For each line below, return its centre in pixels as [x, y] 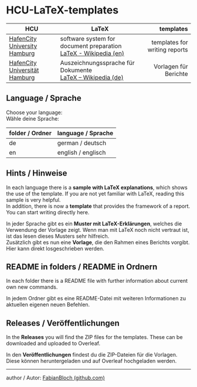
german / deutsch [82, 143]
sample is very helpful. [33, 200]
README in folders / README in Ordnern [82, 267]
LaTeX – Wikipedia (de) [92, 77]
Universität [24, 70]
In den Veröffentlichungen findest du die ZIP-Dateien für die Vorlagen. [92, 355]
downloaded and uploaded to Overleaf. [53, 344]
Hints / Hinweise [37, 173]
